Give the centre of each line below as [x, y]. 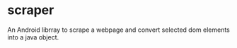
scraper [31, 10]
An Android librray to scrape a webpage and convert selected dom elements [118, 30]
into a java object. [33, 37]
